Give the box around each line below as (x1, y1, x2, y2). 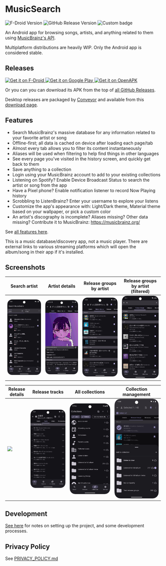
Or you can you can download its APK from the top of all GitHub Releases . (5, 87, 156, 93)
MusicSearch (5, 3, 61, 15)
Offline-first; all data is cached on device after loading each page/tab (12, 140, 153, 146)
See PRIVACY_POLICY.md (5, 556, 58, 562)
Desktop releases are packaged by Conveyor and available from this (5, 96, 144, 102)
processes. (5, 528, 28, 534)
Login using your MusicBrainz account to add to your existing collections (12, 171, 161, 177)
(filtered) (130, 288, 150, 294)
